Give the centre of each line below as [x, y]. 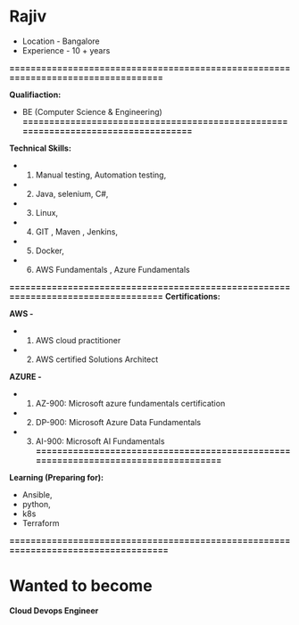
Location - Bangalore [61, 41]
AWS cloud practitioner [78, 340]
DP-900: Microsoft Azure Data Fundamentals [118, 422]
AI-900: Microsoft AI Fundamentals [100, 441]
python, [36, 504]
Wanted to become [81, 586]
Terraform [41, 522]
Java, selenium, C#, [72, 193]
